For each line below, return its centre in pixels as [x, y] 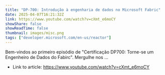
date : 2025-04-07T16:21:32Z [35, 14]
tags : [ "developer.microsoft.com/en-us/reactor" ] [58, 38]
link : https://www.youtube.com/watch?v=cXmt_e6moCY [60, 19]
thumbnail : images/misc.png [35, 33]
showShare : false [23, 24]
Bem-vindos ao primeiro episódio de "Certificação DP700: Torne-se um [79, 52]
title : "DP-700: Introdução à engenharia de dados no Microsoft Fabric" [83, 10]
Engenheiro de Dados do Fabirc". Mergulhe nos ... [57, 57]
